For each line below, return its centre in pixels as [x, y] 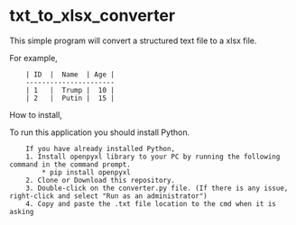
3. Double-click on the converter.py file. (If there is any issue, [157, 188]
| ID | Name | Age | [70, 74]
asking [22, 211]
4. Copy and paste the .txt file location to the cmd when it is [151, 203]
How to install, [36, 114]
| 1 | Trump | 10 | [70, 90]
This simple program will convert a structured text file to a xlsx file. [133, 40]
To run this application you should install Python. [100, 132]
